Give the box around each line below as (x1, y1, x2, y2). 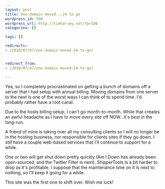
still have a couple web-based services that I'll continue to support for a (5, 139, 151, 145)
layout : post (5, 7, 32, 12)
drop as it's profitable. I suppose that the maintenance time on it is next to (5, 164, 155, 170)
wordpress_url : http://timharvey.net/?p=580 (5, 21, 98, 26)
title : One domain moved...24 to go (5, 12, 80, 17)
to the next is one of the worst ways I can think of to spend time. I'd (5, 94, 142, 100)
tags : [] (5, 34, 23, 39)
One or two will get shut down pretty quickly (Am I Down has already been (5, 154, 156, 160)
